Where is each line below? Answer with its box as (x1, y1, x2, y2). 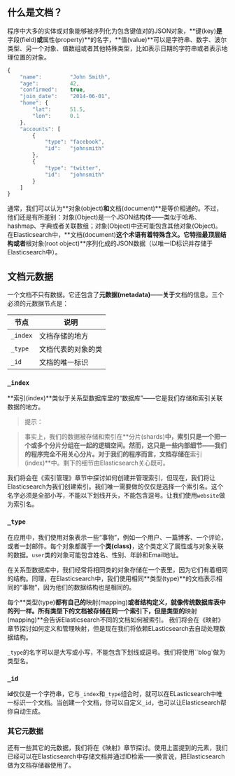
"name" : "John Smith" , (20, 73, 111, 81)
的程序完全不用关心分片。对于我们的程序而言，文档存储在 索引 (24, 450, 203, 458)
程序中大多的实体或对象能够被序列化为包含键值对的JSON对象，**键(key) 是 (7, 27, 222, 35)
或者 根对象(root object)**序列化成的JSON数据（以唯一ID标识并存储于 (13, 239, 213, 247)
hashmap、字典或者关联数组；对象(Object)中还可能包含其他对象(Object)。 (7, 222, 222, 230)
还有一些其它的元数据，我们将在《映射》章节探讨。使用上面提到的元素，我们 (7, 744, 228, 752)
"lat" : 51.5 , (32, 106, 86, 114)
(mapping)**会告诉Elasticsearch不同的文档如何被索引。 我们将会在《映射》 (7, 615, 225, 624)
